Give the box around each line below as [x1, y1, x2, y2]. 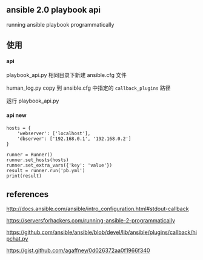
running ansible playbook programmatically [6, 21, 115, 28]
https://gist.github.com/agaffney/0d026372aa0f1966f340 [6, 247, 150, 254]
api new [6, 112, 27, 119]
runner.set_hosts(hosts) [6, 157, 69, 163]
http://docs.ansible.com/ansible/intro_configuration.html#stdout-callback [6, 205, 189, 213]
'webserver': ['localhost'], [17, 130, 91, 136]
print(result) [6, 173, 42, 179]
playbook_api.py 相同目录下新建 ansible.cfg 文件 [6, 72, 127, 79]
